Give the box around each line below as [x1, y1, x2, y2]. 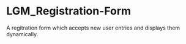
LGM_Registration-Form [6, 4, 132, 18]
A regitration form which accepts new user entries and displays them [6, 24, 180, 31]
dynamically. [6, 30, 39, 37]
